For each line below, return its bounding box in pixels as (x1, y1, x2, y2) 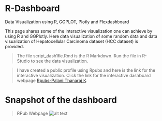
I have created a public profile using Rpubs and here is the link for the (16, 67, 156, 73)
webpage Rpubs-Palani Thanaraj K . (16, 78, 88, 83)
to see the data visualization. (30, 58, 88, 64)
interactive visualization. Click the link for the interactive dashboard (16, 72, 151, 78)
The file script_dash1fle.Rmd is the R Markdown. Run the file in (16, 53, 141, 58)
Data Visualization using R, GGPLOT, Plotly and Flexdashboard (5, 19, 129, 25)
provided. (5, 43, 24, 49)
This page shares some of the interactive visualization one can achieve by (5, 28, 153, 34)
